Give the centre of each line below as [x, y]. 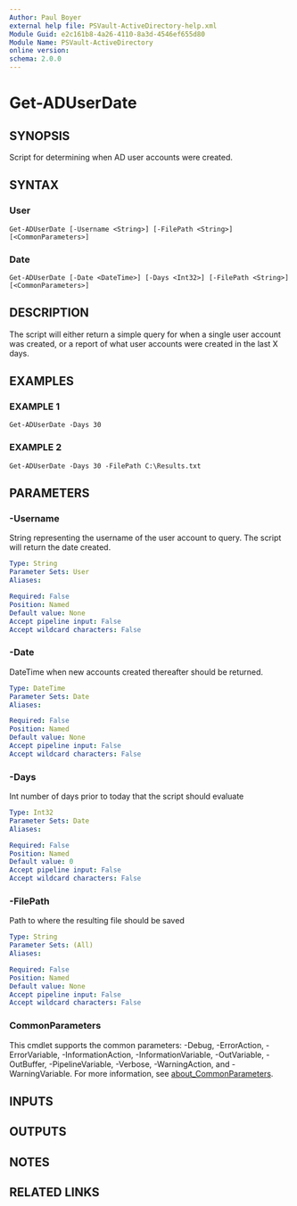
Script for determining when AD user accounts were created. [121, 157]
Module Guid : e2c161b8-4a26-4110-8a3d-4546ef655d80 [107, 34]
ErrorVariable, [35, 1054]
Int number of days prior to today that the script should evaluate [127, 796]
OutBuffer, [28, 1064]
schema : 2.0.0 [36, 59]
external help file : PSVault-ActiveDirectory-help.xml [113, 26]
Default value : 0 [41, 862]
